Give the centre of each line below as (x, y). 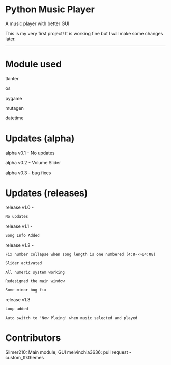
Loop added (17, 309)
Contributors (33, 338)
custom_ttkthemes (25, 357)
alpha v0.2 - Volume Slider (33, 162)
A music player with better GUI (37, 23)
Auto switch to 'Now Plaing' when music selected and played (72, 318)
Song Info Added (22, 235)
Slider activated (24, 263)
